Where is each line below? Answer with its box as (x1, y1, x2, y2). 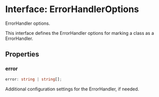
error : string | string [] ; (5, 77, 62, 82)
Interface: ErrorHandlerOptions (5, 4, 139, 15)
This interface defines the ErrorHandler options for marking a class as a (5, 30, 154, 36)
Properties (5, 50, 39, 59)
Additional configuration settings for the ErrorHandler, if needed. (5, 86, 139, 92)
